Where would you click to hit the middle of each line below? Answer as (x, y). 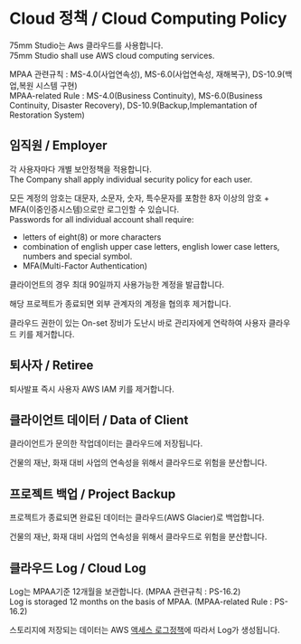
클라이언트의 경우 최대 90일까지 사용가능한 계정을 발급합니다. (117, 284)
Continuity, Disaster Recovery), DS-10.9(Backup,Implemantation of (133, 105)
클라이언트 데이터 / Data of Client (99, 420)
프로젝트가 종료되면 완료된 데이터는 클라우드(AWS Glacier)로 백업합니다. (137, 517)
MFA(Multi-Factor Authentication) (85, 265)
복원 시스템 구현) (48, 85)
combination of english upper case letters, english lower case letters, (151, 246)
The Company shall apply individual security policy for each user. (131, 179)
